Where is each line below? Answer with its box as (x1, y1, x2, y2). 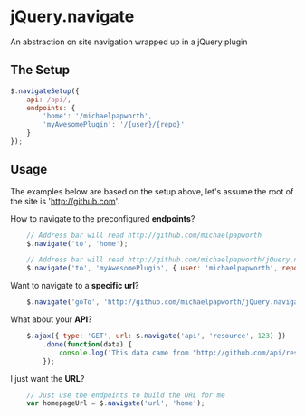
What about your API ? (10, 314, 93, 325)
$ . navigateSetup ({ (10, 86, 80, 96)
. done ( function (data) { (43, 339, 132, 349)
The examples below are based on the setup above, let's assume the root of (10, 185, 294, 196)
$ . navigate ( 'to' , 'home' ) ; (26, 239, 129, 248)
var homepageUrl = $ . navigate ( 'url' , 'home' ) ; (26, 399, 205, 408)
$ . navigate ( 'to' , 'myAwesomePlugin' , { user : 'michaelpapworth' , (26, 264, 279, 273)
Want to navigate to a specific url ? (10, 280, 139, 291)
